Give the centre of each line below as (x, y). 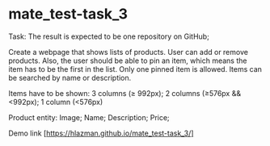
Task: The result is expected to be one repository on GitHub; (109, 36)
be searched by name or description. (70, 77)
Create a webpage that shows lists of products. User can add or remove (129, 52)
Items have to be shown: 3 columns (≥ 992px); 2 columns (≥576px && (124, 93)
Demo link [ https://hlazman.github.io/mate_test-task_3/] (101, 133)
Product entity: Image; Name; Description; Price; (89, 117)
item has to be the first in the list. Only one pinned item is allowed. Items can (135, 69)
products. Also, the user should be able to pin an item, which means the (128, 60)
